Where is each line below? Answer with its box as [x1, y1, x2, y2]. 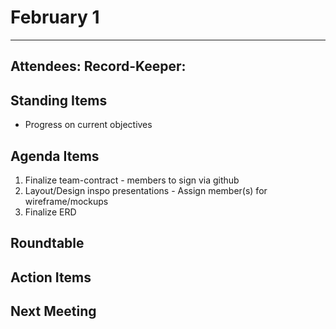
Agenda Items [10, 147, 100, 165]
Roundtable [10, 235, 85, 252]
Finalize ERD [24, 206, 77, 218]
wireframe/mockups [24, 195, 109, 207]
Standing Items [10, 92, 108, 109]
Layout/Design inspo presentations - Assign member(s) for [24, 184, 268, 196]
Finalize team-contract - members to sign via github [24, 174, 240, 186]
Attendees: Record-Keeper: [10, 58, 187, 75]
